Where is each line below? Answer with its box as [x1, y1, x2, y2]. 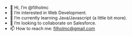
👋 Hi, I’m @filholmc [9, 5, 49, 10]
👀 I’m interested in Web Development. [9, 10, 87, 16]
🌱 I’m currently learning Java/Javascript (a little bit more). [9, 15, 128, 20]
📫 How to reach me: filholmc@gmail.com [9, 26, 95, 31]
